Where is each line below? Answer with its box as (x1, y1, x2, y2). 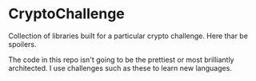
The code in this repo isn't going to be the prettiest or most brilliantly (8, 55, 234, 64)
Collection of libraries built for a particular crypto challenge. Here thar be (8, 31, 248, 40)
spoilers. (8, 39, 37, 48)
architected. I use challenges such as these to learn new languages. (8, 63, 232, 72)
